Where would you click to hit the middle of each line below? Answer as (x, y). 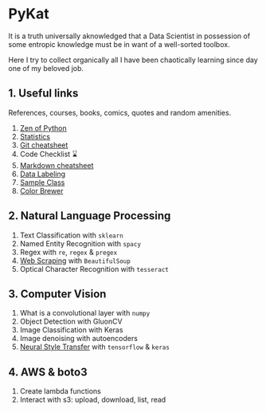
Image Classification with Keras (71, 330)
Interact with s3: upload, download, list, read (93, 400)
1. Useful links (43, 94)
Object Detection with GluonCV (71, 322)
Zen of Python (43, 128)
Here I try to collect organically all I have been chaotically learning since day (133, 60)
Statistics (35, 136)
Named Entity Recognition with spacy (80, 243)
